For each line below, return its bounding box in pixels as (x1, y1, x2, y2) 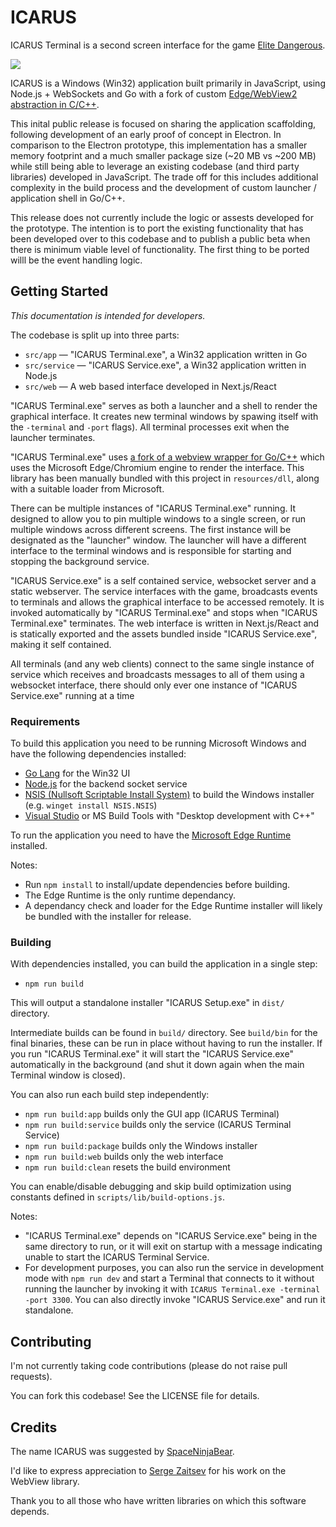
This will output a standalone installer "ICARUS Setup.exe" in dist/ (10, 997, 285, 1009)
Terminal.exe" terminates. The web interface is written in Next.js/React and (10, 617, 320, 629)
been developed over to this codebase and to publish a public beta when (10, 232, 311, 245)
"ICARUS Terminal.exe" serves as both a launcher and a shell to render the (10, 399, 318, 411)
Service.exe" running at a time (10, 689, 135, 701)
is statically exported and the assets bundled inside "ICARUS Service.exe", (10, 627, 318, 640)
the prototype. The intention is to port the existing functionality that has (10, 222, 304, 234)
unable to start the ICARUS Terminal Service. (24, 1251, 210, 1263)
